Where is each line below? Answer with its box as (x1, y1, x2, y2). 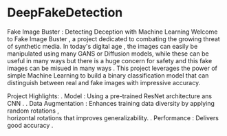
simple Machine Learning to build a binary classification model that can (7, 71, 209, 80)
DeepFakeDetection (7, 5, 123, 21)
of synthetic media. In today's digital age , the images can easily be (7, 42, 198, 50)
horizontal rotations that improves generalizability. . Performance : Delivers (7, 113, 219, 122)
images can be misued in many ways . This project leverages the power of (7, 64, 218, 72)
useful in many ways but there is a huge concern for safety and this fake (7, 56, 213, 65)
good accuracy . (7, 121, 54, 129)
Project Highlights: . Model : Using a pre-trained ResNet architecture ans (7, 91, 212, 100)
